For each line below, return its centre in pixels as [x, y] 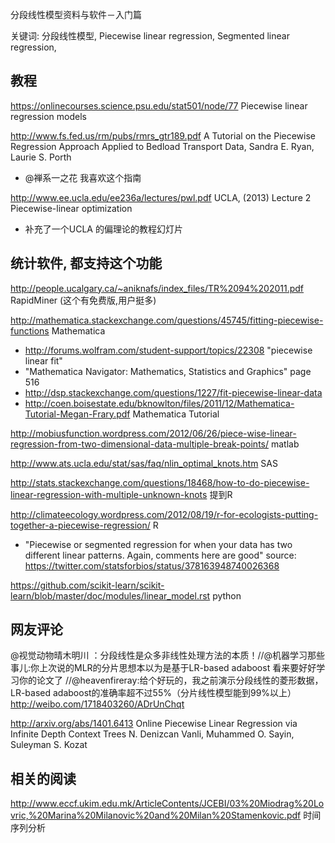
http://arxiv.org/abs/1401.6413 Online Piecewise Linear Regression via [154, 724]
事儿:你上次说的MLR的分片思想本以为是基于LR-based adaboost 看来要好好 [163, 668]
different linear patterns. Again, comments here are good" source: [160, 555]
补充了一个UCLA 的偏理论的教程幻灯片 [103, 229]
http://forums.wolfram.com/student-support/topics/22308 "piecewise [168, 350]
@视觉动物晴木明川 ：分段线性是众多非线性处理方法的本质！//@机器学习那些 [168, 655]
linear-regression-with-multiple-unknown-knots [109, 494]
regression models [48, 116]
